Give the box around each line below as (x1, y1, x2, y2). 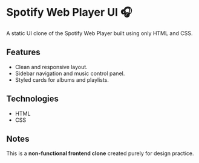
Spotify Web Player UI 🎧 (6, 5, 132, 19)
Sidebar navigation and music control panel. (15, 70, 125, 77)
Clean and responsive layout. (15, 63, 88, 70)
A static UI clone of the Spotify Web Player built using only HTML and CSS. (6, 29, 193, 37)
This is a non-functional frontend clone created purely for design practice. (6, 150, 195, 157)
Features (6, 47, 41, 58)
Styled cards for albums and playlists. (15, 76, 109, 83)
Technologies (6, 94, 59, 104)
